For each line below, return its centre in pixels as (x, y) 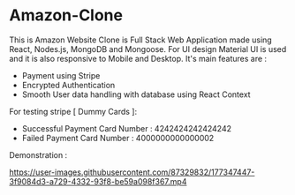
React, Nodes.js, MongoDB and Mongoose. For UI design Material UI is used (148, 49)
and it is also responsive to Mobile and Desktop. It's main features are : (138, 58)
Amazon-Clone (66, 15)
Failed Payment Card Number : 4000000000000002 (118, 138)
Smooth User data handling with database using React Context (136, 94)
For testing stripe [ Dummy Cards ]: (73, 111)
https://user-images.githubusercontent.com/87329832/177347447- (132, 172)
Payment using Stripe (61, 75)
